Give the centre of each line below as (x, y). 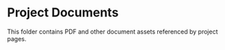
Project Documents (63, 13)
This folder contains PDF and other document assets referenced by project (112, 32)
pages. (17, 38)
